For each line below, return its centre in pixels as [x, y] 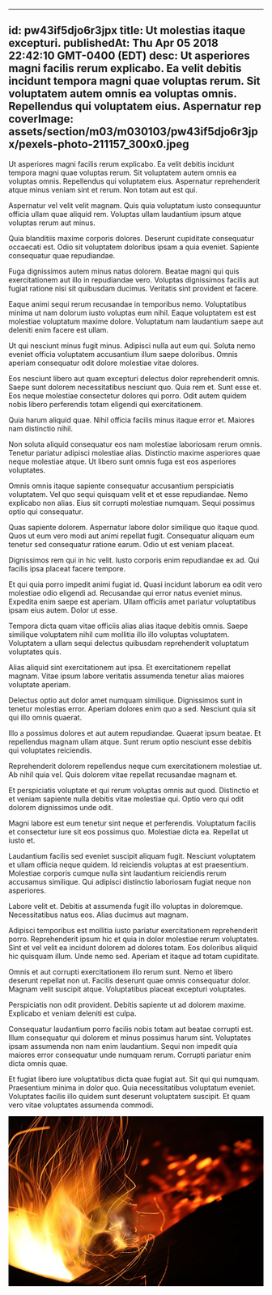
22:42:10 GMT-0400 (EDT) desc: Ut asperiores [130, 56]
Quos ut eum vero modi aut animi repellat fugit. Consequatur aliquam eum [132, 536]
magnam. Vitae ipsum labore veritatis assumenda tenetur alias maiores [126, 676]
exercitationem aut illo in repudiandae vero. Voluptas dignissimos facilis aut [134, 279]
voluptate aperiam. [40, 684]
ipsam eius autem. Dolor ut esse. [63, 610]
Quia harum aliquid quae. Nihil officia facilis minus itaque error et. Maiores [132, 420]
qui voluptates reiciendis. [50, 750]
